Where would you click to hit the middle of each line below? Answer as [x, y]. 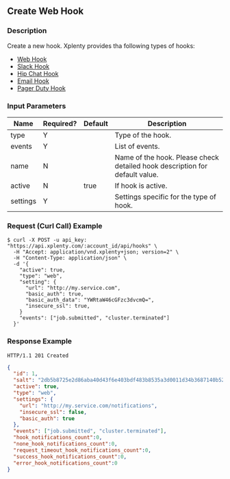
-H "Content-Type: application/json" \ [70, 258]
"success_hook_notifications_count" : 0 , [70, 456]
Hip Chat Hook [38, 73]
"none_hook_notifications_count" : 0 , [65, 444]
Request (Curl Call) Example [55, 225]
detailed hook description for [161, 166]
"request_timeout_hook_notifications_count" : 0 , [82, 450]
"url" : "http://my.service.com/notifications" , [88, 406]
